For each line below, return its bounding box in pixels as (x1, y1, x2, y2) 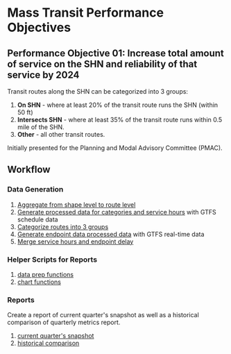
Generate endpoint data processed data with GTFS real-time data (17, 230, 205, 238)
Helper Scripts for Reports (7, 255, 98, 264)
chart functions (17, 278, 61, 286)
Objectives (7, 19, 71, 35)
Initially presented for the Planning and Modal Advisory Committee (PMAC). (7, 144, 223, 152)
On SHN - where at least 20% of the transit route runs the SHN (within (17, 101, 219, 109)
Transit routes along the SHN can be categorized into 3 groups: (7, 87, 189, 95)
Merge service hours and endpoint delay (17, 237, 134, 246)
